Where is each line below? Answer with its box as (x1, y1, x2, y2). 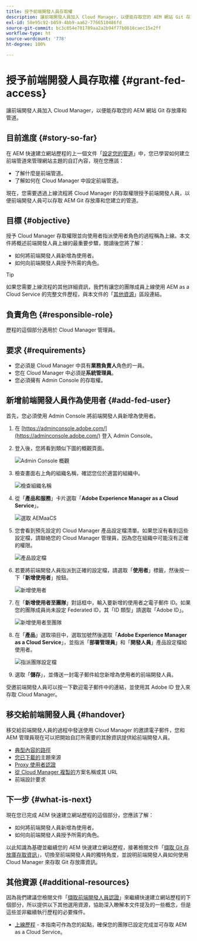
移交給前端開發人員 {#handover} (6, 710, 125, 720)
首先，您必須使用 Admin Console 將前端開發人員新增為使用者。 (6, 412, 159, 419)
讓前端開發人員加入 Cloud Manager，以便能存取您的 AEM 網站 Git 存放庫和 (6, 106, 187, 114)
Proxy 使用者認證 (14, 761, 56, 768)
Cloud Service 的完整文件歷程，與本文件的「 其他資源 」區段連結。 (6, 291, 165, 298)
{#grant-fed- (121, 74, 186, 87)
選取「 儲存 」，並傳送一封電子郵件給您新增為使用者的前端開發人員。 (14, 671, 177, 678)
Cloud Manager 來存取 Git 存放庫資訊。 (6, 858, 101, 865)
